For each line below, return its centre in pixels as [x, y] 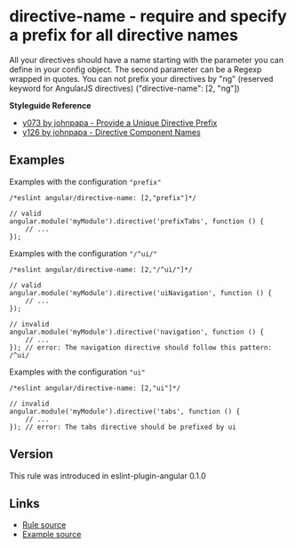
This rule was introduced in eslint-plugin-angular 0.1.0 [108, 475]
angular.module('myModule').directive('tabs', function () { [125, 411]
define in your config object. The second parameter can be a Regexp [136, 69]
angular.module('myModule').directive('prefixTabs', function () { [137, 221]
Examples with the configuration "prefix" [85, 181]
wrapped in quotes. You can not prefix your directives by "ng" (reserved [141, 78]
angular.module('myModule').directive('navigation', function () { [137, 332]
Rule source [44, 525]
